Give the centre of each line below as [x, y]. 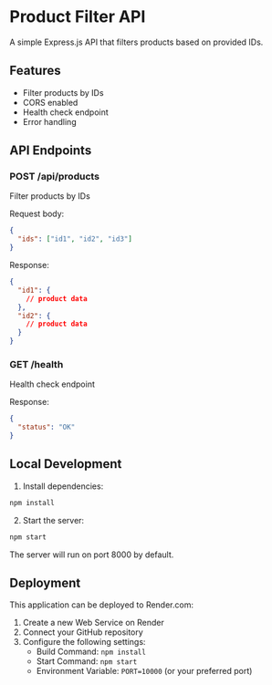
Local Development [66, 464]
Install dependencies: [63, 486]
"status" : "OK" [47, 427]
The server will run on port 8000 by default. [92, 555]
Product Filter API [78, 17]
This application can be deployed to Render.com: [102, 605]
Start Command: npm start [87, 661]
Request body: [37, 214]
